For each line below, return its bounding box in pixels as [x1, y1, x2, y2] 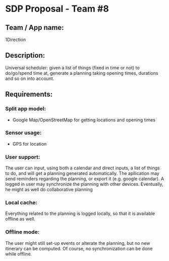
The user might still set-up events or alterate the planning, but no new [5, 240, 150, 246]
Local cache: [5, 199, 38, 206]
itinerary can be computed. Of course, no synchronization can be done [5, 245, 153, 251]
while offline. [5, 251, 32, 257]
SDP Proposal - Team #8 [5, 3, 109, 15]
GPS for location [12, 141, 47, 147]
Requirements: [5, 90, 53, 99]
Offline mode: [5, 229, 40, 236]
